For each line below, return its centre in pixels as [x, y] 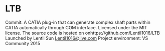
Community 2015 [23, 43]
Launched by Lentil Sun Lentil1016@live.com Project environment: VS [77, 38]
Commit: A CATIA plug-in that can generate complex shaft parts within [78, 22]
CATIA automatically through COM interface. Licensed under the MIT [76, 27]
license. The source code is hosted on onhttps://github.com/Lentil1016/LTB [82, 33]
